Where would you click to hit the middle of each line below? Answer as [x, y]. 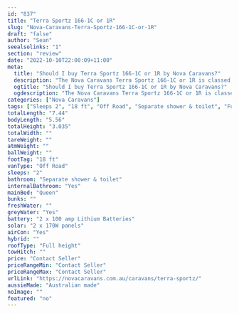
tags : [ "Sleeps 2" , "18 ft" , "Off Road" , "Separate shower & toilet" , [114, 107]
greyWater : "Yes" [33, 213]
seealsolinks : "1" [34, 47]
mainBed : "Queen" [33, 193]
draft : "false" [30, 34]
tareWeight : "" [30, 139]
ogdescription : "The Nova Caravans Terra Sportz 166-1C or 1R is [113, 93]
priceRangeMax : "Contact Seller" [57, 272]
